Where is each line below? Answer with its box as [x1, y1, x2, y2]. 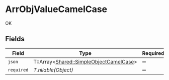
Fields [5, 35, 25, 43]
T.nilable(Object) [33, 66, 74, 73]
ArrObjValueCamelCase [5, 4, 108, 15]
